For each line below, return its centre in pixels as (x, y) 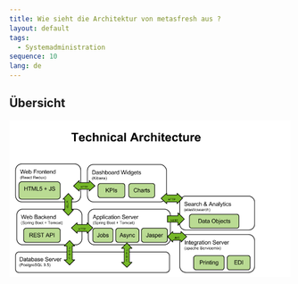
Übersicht (37, 103)
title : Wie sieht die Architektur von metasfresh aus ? (115, 19)
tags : (19, 38)
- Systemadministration (61, 47)
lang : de (25, 66)
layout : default (39, 28)
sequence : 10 (33, 57)
